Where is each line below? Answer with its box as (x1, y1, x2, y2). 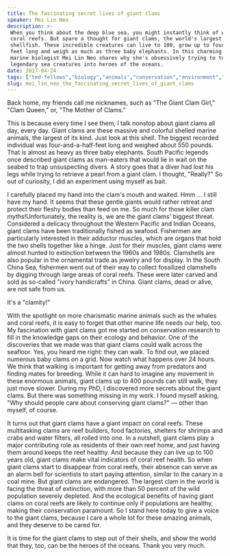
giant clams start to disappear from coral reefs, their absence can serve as (7, 463, 218, 471)
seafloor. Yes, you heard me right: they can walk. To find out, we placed (7, 348, 209, 356)
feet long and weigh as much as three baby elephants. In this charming (10, 49, 222, 55)
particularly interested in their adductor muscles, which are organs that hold (7, 234, 221, 243)
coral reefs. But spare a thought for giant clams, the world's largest (10, 36, 222, 42)
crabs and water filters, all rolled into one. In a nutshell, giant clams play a (7, 434, 214, 442)
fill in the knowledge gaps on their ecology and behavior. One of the (7, 333, 199, 342)
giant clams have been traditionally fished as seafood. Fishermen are (7, 227, 202, 235)
